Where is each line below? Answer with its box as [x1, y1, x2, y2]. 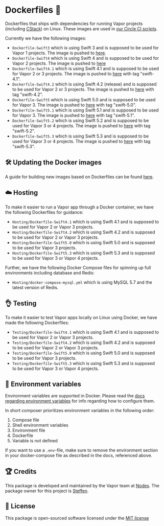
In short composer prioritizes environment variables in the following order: [5, 408, 155, 413]
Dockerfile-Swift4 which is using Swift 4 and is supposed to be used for [12, 55, 159, 61]
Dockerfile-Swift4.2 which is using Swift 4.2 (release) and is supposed [12, 81, 157, 87]
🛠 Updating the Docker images [5, 159, 102, 167]
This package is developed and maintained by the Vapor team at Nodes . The [5, 483, 160, 488]
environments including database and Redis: [5, 270, 94, 275]
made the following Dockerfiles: [5, 320, 70, 326]
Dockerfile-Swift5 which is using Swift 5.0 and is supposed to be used [12, 96, 156, 102]
